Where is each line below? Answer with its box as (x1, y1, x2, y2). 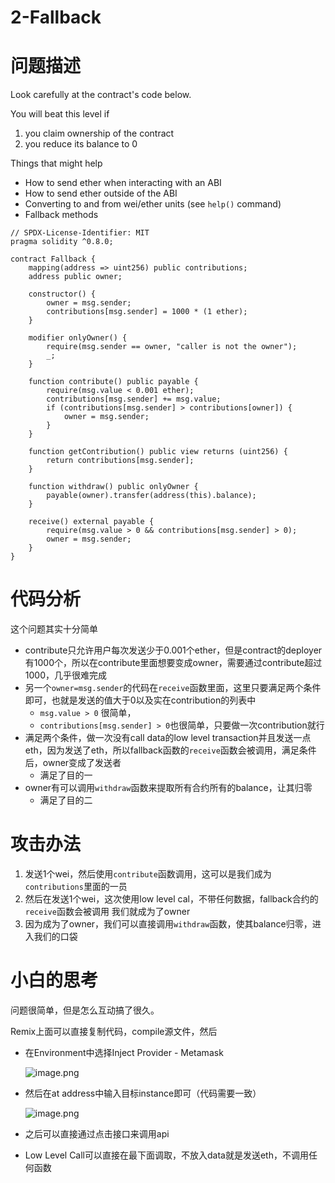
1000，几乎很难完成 (24, 669, 107, 681)
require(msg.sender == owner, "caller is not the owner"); (46, 342, 298, 352)
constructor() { (28, 289, 97, 300)
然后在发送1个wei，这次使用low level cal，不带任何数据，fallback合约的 (24, 893, 319, 905)
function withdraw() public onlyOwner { (28, 482, 199, 492)
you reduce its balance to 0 (24, 138, 138, 150)
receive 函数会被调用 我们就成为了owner (24, 906, 191, 917)
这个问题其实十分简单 (10, 623, 98, 635)
